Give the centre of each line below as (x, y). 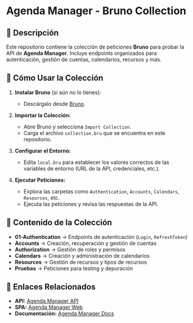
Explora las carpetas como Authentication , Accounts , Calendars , (101, 191)
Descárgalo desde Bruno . (54, 104)
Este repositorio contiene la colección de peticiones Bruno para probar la (95, 47)
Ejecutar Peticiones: (40, 180)
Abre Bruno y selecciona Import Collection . (77, 127)
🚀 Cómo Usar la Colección (55, 78)
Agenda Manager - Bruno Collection (97, 11)
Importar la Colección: (42, 115)
